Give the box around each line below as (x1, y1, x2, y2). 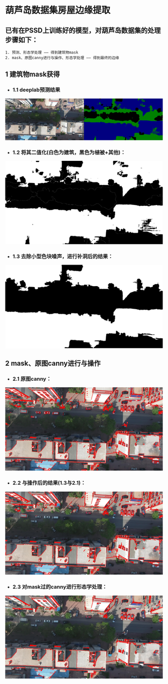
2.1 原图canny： (12, 375, 51, 382)
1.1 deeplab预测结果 (12, 86, 60, 93)
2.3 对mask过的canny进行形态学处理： (12, 583, 107, 590)
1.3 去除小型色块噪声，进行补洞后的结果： (12, 253, 113, 260)
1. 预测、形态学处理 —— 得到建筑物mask (5, 50, 78, 55)
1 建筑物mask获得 (5, 70, 60, 79)
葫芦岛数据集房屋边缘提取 (5, 5, 111, 16)
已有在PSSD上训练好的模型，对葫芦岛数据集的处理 (5, 26, 161, 35)
